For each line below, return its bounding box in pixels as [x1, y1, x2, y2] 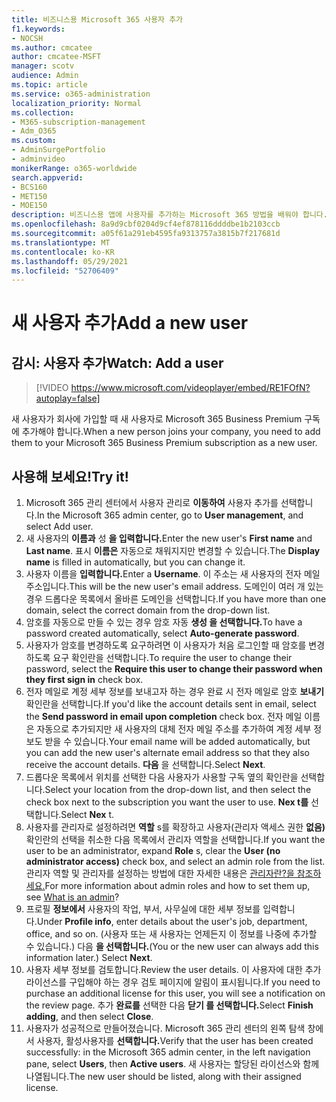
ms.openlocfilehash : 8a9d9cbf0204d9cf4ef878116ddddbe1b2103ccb [11, 219, 281, 230]
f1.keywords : [11, 24, 66, 34]
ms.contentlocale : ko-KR [11, 247, 115, 257]
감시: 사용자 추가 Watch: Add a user [11, 354, 224, 371]
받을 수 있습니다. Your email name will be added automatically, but [44, 736, 311, 748]
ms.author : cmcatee [11, 42, 93, 53]
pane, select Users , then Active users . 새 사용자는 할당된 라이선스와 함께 [25, 1058, 320, 1070]
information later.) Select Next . [25, 952, 153, 964]
